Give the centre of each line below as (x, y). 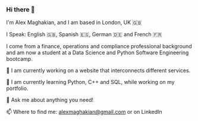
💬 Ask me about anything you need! (50, 100)
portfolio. (17, 88)
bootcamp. (19, 59)
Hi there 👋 (21, 10)
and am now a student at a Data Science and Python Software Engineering (98, 52)
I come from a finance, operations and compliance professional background (99, 46)
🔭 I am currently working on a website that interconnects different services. (98, 70)
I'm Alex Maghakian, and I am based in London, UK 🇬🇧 (74, 23)
